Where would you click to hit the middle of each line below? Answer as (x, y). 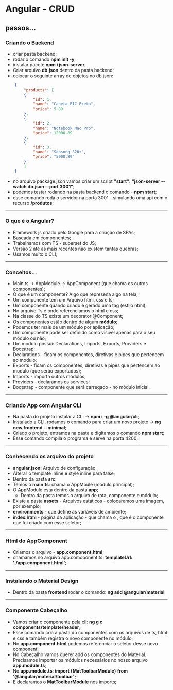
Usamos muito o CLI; (35, 254)
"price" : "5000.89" (54, 157)
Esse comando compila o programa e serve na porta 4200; (75, 438)
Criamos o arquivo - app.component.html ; (58, 552)
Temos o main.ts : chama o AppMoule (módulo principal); (73, 484)
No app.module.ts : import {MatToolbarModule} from (70, 671)
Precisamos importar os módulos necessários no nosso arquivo (80, 660)
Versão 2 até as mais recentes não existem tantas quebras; (75, 249)
